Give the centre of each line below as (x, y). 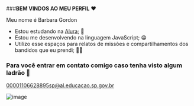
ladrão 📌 (18, 72)
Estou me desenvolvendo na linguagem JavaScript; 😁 (80, 37)
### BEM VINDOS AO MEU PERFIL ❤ (51, 9)
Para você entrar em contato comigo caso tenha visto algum (94, 65)
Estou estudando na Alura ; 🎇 (49, 31)
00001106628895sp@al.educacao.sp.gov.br (60, 85)
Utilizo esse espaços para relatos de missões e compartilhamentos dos (101, 44)
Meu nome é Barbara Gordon (42, 20)
